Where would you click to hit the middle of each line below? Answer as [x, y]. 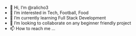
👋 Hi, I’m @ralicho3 [29, 8]
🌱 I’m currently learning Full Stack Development [58, 18]
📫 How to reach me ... [32, 28]
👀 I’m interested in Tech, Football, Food [49, 13]
